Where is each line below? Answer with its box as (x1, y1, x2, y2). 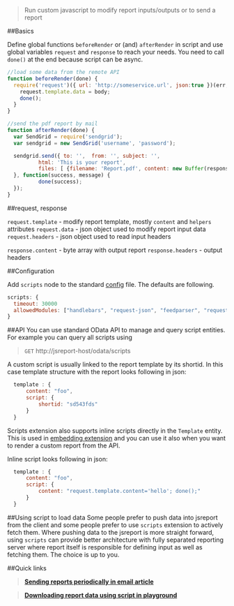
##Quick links (7, 563, 47, 572)
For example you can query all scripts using (7, 333, 132, 341)
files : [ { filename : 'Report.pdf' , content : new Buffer (38, 165, 204, 172)
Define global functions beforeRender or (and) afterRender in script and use (7, 40, 224, 48)
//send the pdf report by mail (7, 120, 98, 128)
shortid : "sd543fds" (38, 401, 98, 408)
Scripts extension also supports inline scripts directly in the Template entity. (7, 426, 223, 435)
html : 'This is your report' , (38, 158, 127, 166)
